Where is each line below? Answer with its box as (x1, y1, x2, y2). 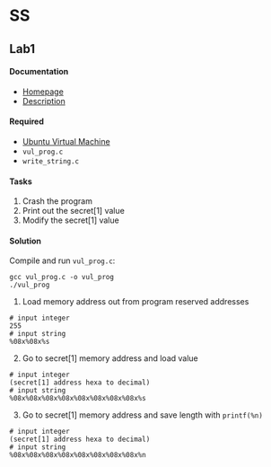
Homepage (22, 86, 65, 97)
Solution (9, 235, 42, 246)
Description (22, 95, 66, 106)
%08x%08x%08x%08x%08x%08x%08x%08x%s (9, 394, 146, 403)
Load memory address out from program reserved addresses (22, 296, 249, 307)
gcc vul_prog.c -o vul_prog (9, 273, 115, 282)
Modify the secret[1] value (22, 215, 119, 225)
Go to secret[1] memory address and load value (22, 353, 199, 364)
